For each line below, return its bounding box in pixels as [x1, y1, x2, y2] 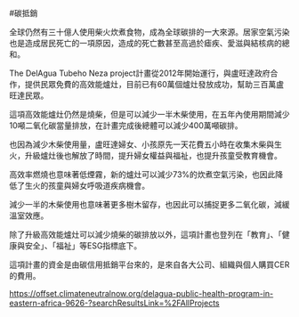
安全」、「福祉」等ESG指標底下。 [24, 240, 142, 251]
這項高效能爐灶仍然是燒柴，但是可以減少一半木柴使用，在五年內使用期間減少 [9, 110, 290, 119]
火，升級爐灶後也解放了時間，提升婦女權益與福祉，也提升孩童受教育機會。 [9, 150, 282, 160]
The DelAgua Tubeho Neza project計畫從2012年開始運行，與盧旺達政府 [9, 68, 271, 78]
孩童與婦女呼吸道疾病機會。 [47, 181, 149, 191]
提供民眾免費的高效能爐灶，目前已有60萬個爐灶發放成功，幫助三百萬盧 [24, 79, 285, 89]
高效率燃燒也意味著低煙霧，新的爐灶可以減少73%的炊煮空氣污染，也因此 [9, 169, 276, 180]
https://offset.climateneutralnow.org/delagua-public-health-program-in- [9, 289, 274, 298]
